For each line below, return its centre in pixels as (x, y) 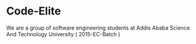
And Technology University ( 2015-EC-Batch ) (63, 34)
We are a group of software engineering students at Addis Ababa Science (98, 28)
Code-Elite (34, 11)
